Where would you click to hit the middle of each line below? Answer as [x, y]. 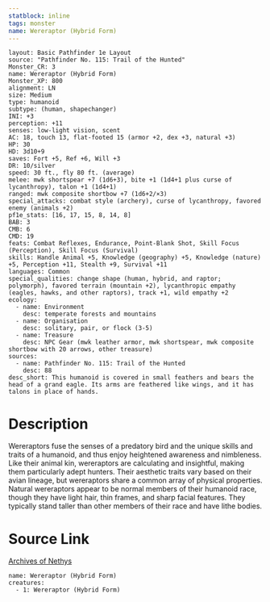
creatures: [27, 583]
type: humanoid [34, 102]
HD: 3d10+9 [27, 152]
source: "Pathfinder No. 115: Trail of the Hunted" [97, 60]
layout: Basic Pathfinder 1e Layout [70, 53]
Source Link [49, 539]
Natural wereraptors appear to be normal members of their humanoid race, [133, 489]
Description [48, 424]
